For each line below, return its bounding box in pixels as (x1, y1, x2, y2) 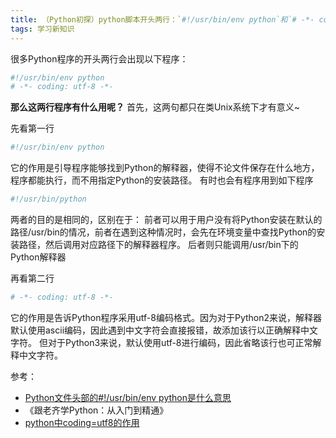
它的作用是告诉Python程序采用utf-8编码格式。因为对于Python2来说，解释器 (10, 311, 323, 323)
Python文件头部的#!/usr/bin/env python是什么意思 (24, 391, 232, 403)
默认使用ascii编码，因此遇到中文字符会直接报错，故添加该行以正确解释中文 (10, 324, 319, 336)
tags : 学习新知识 (10, 24, 75, 34)
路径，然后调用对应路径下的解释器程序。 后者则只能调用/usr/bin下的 (18, 239, 299, 250)
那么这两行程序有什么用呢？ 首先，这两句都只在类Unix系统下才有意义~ (10, 101, 300, 113)
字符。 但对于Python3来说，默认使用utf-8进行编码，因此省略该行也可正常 (10, 336, 313, 348)
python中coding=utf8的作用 (24, 416, 140, 428)
